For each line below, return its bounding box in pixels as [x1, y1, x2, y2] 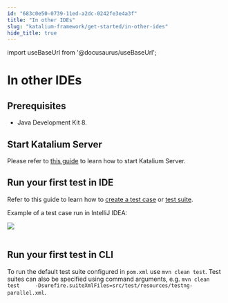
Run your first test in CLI [7, 249, 114, 261]
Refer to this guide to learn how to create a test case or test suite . [7, 195, 193, 203]
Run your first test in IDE [7, 177, 114, 189]
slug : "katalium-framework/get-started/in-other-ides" [7, 23, 169, 30]
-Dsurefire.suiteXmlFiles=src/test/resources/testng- [35, 282, 193, 289]
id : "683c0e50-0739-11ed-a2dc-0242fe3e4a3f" [7, 10, 137, 17]
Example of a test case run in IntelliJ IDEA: [7, 208, 128, 217]
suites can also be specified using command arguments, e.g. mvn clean [7, 275, 210, 283]
